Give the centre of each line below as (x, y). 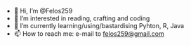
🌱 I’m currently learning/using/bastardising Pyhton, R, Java (99, 26)
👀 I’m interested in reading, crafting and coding (82, 18)
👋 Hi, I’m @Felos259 (43, 11)
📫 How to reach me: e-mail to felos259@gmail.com (89, 34)
